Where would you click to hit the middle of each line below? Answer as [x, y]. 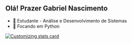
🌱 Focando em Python [36, 26]
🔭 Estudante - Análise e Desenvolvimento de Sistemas [70, 20]
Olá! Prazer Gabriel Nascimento [57, 8]
